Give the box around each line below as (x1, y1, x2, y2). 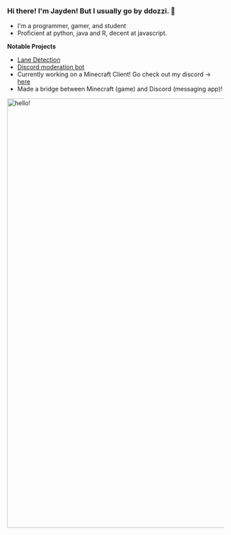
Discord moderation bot (16, 63, 85, 71)
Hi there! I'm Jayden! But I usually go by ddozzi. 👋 (7, 6, 176, 16)
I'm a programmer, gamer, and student (16, 22, 126, 30)
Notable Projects (7, 43, 56, 51)
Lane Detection (16, 56, 60, 64)
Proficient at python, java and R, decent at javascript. (16, 29, 167, 37)
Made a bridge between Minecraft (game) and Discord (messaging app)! (16, 85, 223, 93)
